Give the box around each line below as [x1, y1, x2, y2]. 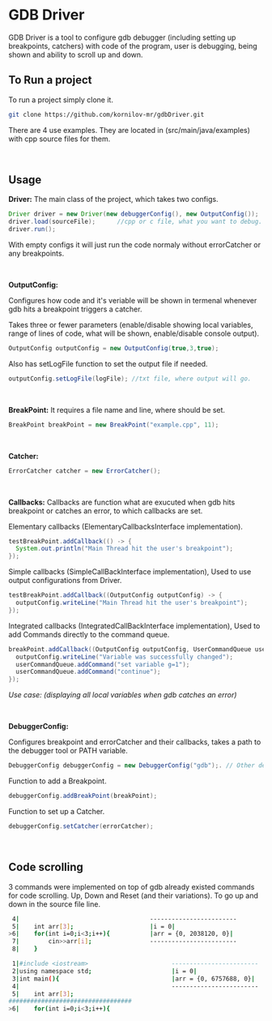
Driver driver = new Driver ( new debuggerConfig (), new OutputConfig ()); [8, 210, 259, 218]
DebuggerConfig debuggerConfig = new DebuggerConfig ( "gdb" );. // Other [8, 761, 255, 770]
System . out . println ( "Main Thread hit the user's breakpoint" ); [15, 545, 233, 553]
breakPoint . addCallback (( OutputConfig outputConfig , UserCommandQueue [8, 645, 252, 654]
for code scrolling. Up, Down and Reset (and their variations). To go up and [8, 890, 259, 900]
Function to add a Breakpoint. [8, 776, 107, 786]
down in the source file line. [8, 899, 101, 909]
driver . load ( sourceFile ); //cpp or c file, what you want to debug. [8, 217, 263, 226]
